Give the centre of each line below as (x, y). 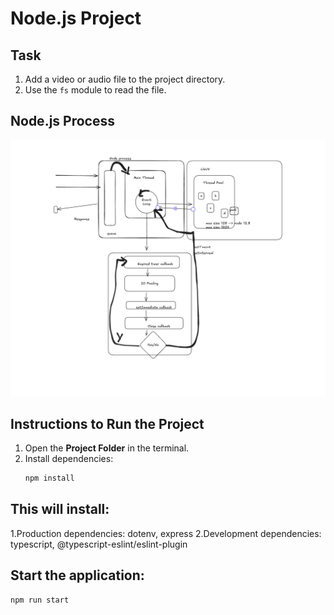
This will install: (60, 509)
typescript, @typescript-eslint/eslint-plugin (99, 544)
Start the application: (77, 575)
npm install (49, 478)
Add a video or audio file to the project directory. (125, 79)
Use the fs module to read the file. (95, 90)
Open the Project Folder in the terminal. (107, 448)
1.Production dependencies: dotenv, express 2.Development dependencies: (166, 533)
